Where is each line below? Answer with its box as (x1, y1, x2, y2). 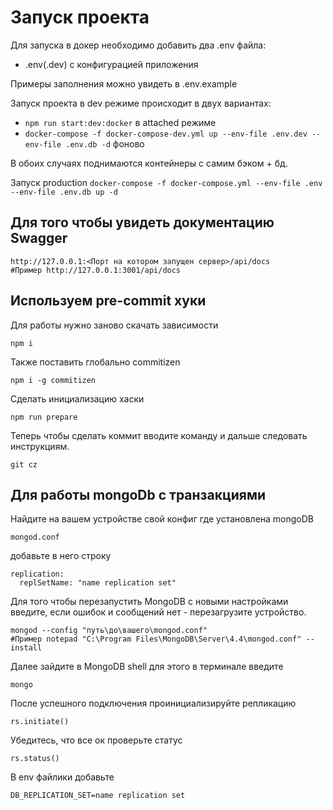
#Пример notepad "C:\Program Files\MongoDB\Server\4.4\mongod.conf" (10, 634, 302, 645)
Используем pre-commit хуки (10, 292, 207, 310)
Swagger (10, 230, 68, 247)
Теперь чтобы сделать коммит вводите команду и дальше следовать (10, 429, 308, 441)
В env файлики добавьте (10, 771, 115, 783)
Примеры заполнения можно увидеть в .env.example (10, 77, 238, 90)
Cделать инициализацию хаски (10, 392, 145, 405)
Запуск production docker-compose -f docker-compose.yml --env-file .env (10, 176, 323, 188)
